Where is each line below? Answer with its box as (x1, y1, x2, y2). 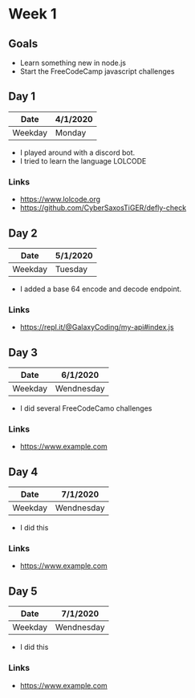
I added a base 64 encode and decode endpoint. (19, 284, 182, 294)
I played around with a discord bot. (19, 148, 136, 157)
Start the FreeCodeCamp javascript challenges (19, 67, 175, 76)
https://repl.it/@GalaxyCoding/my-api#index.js (19, 323, 174, 332)
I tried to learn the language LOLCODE (19, 156, 147, 165)
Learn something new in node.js (19, 58, 127, 67)
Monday (55, 127, 87, 138)
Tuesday (55, 263, 88, 274)
